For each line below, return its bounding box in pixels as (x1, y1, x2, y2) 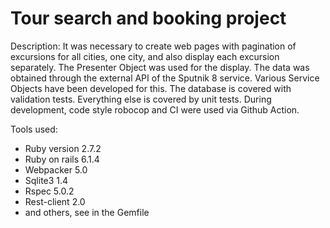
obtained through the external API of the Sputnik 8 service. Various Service (10, 72, 320, 84)
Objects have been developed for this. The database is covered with (10, 82, 292, 94)
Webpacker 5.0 (24, 163, 88, 176)
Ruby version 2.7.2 (24, 142, 102, 154)
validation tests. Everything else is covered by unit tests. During (10, 93, 272, 105)
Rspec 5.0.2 (24, 185, 75, 197)
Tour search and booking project (10, 7, 287, 30)
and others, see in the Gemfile (24, 206, 150, 218)
